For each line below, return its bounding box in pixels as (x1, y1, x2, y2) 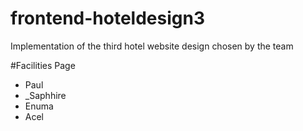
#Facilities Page (10, 59, 76, 71)
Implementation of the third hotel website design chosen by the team (10, 40, 294, 52)
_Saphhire (24, 89, 67, 101)
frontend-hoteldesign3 (10, 7, 205, 30)
